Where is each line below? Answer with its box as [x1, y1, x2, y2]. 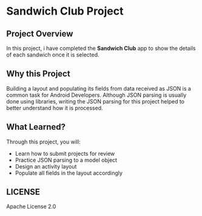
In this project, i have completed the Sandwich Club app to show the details [6, 44, 196, 52]
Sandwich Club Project [6, 4, 124, 18]
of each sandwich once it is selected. [6, 51, 99, 58]
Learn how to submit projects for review [15, 150, 115, 157]
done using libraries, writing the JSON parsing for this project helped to [6, 97, 185, 105]
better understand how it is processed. [6, 104, 103, 111]
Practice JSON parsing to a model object [15, 156, 117, 164]
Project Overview [6, 29, 73, 39]
